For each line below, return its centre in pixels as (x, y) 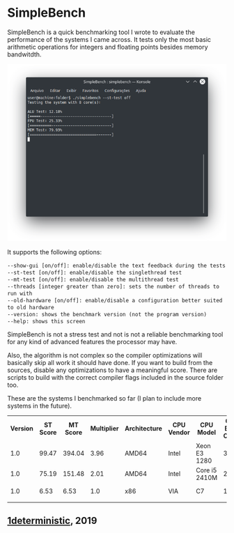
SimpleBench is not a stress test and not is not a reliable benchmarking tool (115, 334)
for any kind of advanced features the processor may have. (92, 341)
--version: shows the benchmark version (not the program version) (107, 314)
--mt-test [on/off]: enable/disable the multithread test (93, 279)
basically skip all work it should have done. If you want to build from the (110, 362)
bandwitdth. (24, 54)
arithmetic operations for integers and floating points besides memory (108, 47)
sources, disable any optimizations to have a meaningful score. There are (112, 370)
